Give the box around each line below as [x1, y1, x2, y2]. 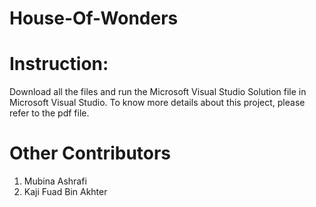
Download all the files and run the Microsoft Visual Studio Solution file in [9, 86, 307, 98]
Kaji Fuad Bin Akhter [23, 186, 108, 198]
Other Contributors [9, 142, 172, 165]
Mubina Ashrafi [23, 175, 87, 187]
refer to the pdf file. [9, 107, 90, 119]
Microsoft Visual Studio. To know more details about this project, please [9, 97, 306, 109]
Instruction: [9, 53, 109, 76]
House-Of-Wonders [9, 7, 179, 30]
